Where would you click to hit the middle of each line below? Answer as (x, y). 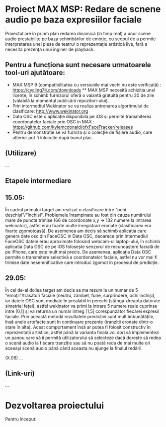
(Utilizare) (21, 153)
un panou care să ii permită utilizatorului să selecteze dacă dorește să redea (83, 338)
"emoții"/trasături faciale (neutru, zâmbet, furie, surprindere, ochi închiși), (80, 295)
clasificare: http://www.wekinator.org (50, 111)
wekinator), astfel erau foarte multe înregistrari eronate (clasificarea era (78, 225)
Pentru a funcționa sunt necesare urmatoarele (78, 65)
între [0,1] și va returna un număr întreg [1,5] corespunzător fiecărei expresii (82, 311)
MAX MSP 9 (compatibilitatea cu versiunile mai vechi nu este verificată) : (87, 85)
